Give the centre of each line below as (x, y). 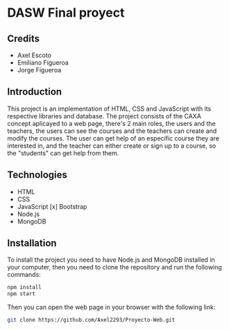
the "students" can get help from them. (63, 153)
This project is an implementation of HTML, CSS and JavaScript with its (109, 109)
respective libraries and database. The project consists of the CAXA (104, 116)
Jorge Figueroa (39, 70)
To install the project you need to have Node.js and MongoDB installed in (111, 260)
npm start (22, 294)
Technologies (37, 175)
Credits (24, 39)
